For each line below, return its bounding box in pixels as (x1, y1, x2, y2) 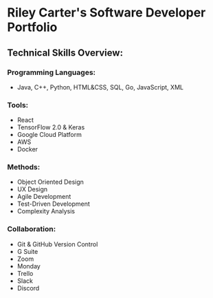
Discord (16, 284, 40, 292)
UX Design (16, 185, 48, 193)
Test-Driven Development (16, 200, 91, 208)
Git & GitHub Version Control (16, 240, 98, 248)
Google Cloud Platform (16, 131, 82, 139)
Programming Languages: (7, 67, 96, 77)
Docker (16, 145, 38, 153)
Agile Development (16, 193, 71, 201)
